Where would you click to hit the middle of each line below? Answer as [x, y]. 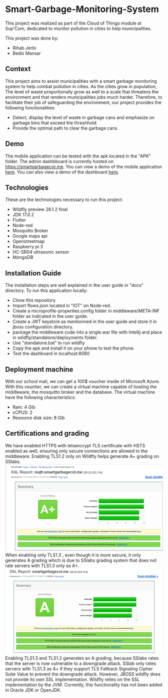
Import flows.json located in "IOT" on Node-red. [62, 306]
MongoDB [23, 257]
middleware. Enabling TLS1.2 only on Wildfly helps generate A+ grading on [82, 456]
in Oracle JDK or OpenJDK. [33, 690]
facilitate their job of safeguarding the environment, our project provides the [83, 102]
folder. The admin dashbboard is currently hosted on [59, 161]
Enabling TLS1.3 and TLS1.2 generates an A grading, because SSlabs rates [82, 658]
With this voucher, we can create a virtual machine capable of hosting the [81, 387]
